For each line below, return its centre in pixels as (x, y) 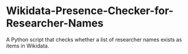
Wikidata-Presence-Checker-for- (90, 11)
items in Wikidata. (28, 46)
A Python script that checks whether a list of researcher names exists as (94, 39)
